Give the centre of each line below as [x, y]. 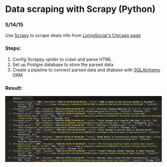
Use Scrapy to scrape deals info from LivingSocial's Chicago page [73, 35]
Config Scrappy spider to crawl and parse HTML [62, 59]
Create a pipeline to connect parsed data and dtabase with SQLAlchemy [86, 70]
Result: [14, 88]
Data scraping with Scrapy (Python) [80, 9]
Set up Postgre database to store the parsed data [63, 64]
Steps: [13, 48]
